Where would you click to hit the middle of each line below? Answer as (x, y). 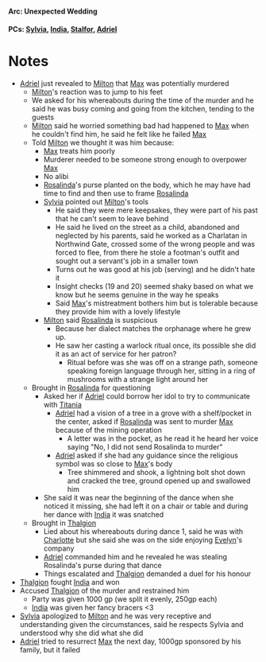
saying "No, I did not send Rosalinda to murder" (145, 447)
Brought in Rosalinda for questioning (91, 388)
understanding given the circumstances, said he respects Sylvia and (131, 625)
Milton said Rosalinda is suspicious (100, 320)
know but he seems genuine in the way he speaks (137, 295)
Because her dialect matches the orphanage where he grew (153, 329)
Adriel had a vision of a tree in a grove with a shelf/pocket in (154, 413)
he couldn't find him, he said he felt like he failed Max (119, 134)
